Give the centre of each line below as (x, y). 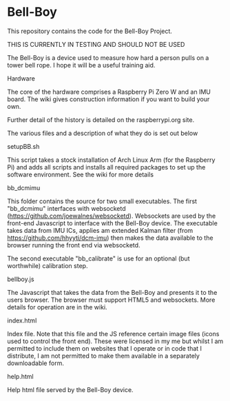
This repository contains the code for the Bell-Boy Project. (90, 31)
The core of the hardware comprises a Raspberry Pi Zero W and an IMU (109, 92)
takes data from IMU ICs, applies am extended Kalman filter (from (100, 230)
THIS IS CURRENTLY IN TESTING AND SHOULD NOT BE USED (96, 44)
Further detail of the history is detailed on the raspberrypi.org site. (101, 120)
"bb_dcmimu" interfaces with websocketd (66, 208)
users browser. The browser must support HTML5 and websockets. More (111, 300)
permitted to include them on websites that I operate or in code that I (104, 348)
